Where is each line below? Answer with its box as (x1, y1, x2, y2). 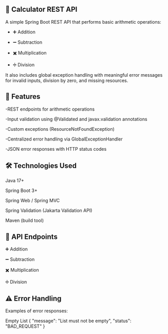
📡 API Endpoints (5, 232, 58, 241)
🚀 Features (5, 92, 41, 101)
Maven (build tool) (5, 217, 44, 224)
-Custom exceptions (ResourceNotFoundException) (5, 126, 115, 132)
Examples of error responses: (5, 308, 68, 314)
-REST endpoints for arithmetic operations (5, 106, 95, 112)
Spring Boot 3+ (5, 187, 38, 194)
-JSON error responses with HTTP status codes (5, 146, 107, 152)
